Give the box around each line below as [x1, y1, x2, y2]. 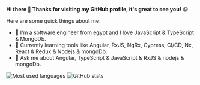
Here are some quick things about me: [6, 17, 101, 24]
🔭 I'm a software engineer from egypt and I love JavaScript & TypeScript [14, 29, 194, 36]
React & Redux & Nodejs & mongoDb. [14, 48, 108, 55]
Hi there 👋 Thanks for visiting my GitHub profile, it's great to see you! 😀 [6, 6, 189, 13]
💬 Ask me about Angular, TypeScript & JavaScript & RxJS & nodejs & [14, 54, 184, 61]
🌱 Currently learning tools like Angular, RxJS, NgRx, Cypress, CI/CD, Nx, [14, 42, 193, 48]
